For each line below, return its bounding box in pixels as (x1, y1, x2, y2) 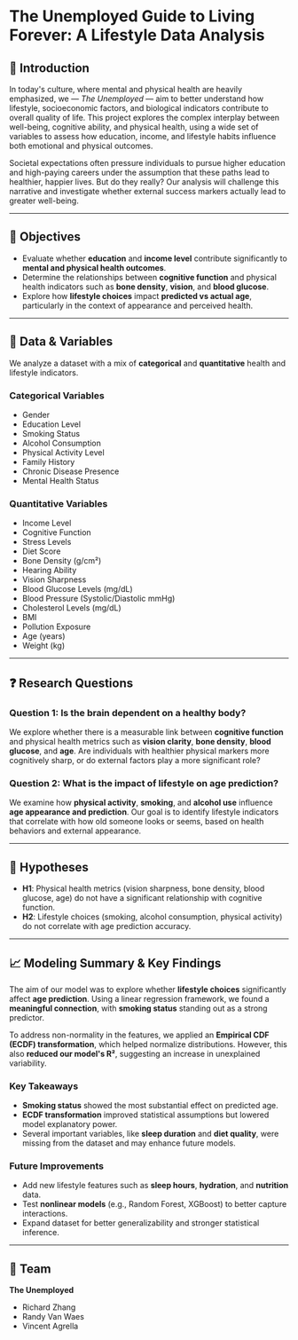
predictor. (9, 1012, 44, 1022)
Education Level (21, 419, 82, 430)
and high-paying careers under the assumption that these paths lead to (9, 167, 271, 177)
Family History (21, 456, 75, 467)
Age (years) (21, 631, 66, 642)
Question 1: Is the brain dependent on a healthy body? (9, 706, 247, 719)
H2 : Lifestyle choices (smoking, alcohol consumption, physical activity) (21, 911, 283, 922)
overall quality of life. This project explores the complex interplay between (9, 113, 280, 122)
